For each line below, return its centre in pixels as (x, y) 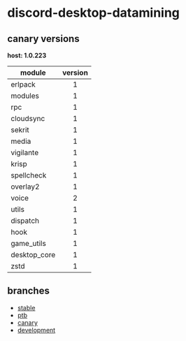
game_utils (29, 244)
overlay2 (25, 187)
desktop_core (33, 255)
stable (26, 307)
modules (25, 96)
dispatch (25, 220)
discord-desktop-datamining (94, 13)
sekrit (20, 130)
